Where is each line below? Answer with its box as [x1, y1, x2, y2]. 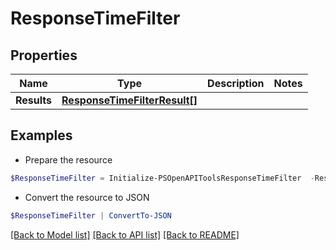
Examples [10, 127, 73, 144]
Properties [10, 47, 78, 64]
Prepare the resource [24, 153, 113, 166]
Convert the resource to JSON [24, 191, 150, 203]
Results [15, 93, 53, 107]
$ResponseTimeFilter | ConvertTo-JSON [10, 210, 172, 221]
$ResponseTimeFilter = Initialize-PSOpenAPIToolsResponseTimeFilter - [10, 173, 315, 183]
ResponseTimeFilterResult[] [61, 93, 198, 107]
